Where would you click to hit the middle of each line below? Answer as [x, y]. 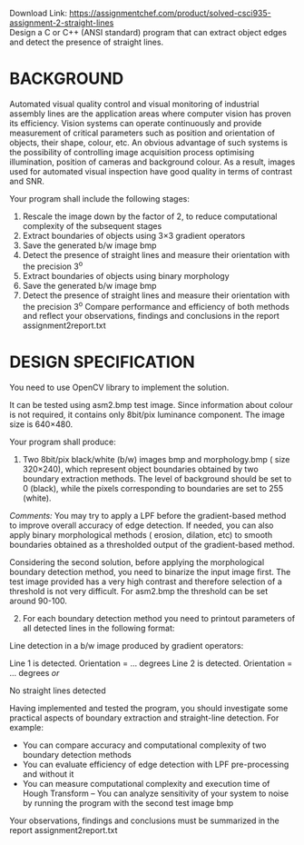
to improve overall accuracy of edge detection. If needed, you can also [142, 525]
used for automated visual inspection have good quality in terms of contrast [151, 171]
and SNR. [27, 181]
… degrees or [34, 673]
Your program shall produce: [63, 442]
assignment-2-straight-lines [62, 23]
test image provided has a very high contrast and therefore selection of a [146, 582]
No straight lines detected [58, 691]
